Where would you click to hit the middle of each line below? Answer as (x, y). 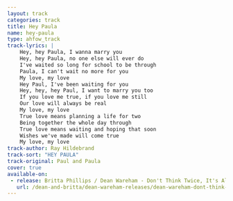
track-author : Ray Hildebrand (51, 149)
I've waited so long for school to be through (88, 65)
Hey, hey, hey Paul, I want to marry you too (87, 90)
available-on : (28, 174)
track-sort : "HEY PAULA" (43, 155)
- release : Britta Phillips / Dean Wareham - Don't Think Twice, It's (114, 180)
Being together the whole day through (76, 123)
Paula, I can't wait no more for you (74, 71)
